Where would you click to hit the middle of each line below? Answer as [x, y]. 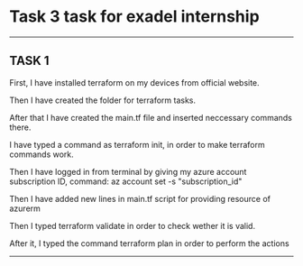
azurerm [25, 208]
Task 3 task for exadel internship [134, 17]
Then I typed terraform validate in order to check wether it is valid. [132, 225]
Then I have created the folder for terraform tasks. [103, 100]
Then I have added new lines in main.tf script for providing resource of [140, 198]
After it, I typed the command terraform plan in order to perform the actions [150, 243]
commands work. [41, 154]
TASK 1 [29, 61]
